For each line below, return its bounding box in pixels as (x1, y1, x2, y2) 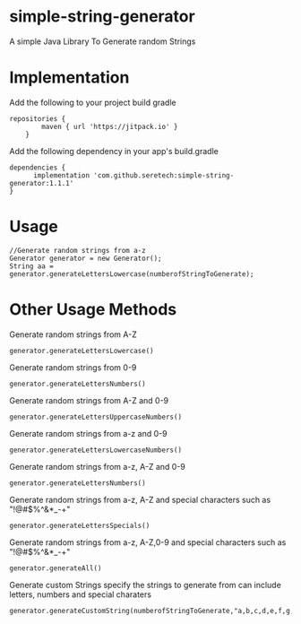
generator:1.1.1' (9, 178, 74, 187)
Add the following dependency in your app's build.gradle (9, 145, 219, 156)
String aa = (9, 262, 54, 271)
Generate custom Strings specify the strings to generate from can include (9, 579, 282, 590)
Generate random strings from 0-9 (9, 361, 137, 373)
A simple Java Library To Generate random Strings (9, 36, 196, 47)
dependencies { (9, 163, 66, 172)
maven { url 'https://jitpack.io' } (41, 122, 178, 131)
